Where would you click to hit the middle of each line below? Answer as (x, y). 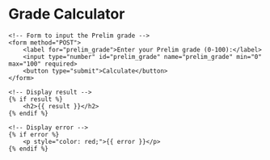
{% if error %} (34, 134)
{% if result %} (36, 99)
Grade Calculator (67, 14)
